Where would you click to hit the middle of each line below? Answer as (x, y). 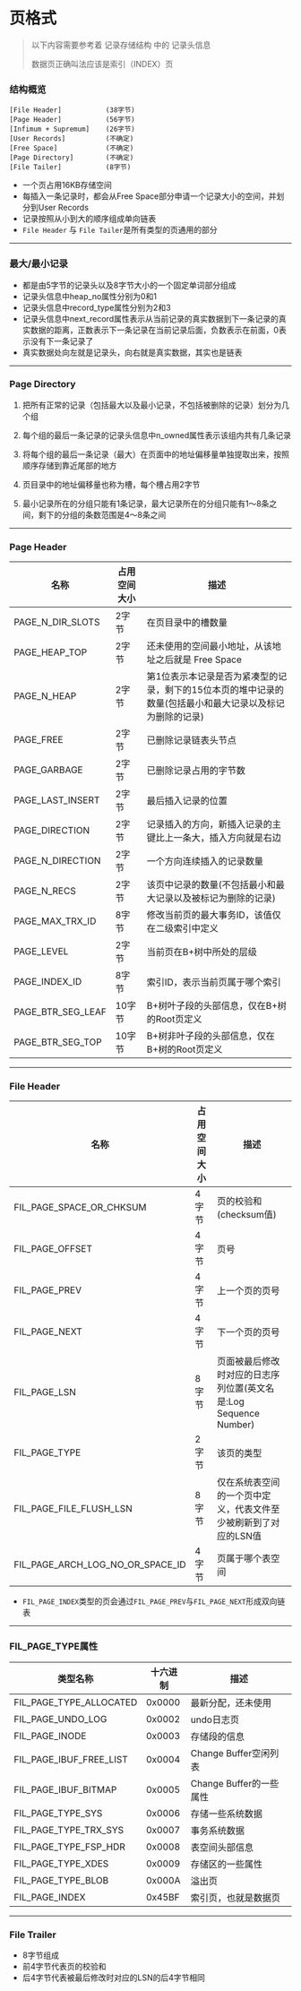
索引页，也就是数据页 (235, 1898)
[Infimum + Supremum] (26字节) (73, 129)
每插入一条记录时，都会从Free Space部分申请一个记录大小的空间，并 (149, 196)
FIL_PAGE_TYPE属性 (54, 1647)
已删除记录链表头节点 (192, 740)
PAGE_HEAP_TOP (51, 652)
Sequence (238, 1414)
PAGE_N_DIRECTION (57, 861)
